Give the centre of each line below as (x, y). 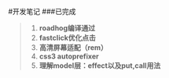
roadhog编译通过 (67, 28)
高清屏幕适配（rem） (73, 48)
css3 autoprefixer (69, 56)
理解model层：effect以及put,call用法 (100, 66)
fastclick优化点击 (68, 38)
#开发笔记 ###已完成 (42, 11)
